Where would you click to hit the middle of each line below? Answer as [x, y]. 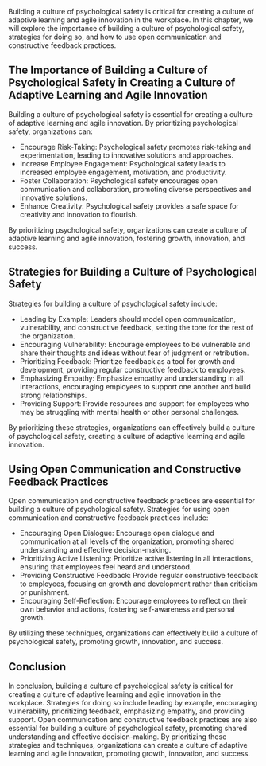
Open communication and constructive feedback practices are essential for [132, 501]
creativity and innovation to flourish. [79, 214]
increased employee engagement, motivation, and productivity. [123, 172]
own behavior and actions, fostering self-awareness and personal [127, 609]
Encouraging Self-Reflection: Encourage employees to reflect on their [133, 601]
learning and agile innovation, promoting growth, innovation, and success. [129, 754]
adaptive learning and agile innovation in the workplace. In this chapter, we [131, 20]
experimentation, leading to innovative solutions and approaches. [127, 155]
